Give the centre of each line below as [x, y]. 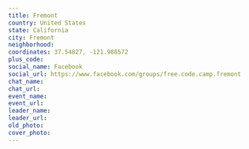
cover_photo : [30, 132]
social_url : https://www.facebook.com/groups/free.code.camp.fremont [125, 74]
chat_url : [24, 89]
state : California [38, 30]
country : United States [47, 23]
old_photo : [26, 125]
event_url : [26, 103]
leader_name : [30, 111]
